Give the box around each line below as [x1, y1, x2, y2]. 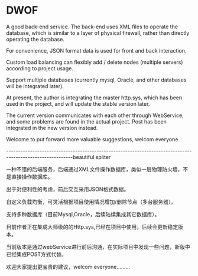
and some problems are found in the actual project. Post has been [6, 118, 167, 125]
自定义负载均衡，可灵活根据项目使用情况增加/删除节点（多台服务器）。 [6, 198, 177, 205]
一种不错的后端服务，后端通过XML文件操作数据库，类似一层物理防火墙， [6, 165, 183, 173]
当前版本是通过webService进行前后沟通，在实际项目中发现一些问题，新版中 [6, 243, 190, 250]
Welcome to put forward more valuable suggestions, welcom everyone [6, 135, 178, 142]
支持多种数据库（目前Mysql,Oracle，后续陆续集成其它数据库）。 [6, 210, 160, 217]
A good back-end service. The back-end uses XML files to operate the [6, 23, 178, 30]
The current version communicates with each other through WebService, [6, 112, 184, 119]
